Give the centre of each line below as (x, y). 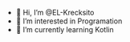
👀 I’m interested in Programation (69, 21)
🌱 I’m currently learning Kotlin (65, 29)
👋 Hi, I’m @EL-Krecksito (55, 13)
